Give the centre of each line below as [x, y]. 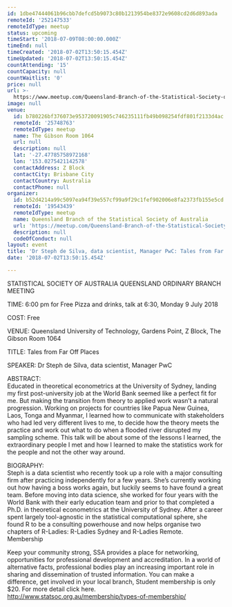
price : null [24, 84]
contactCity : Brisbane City [54, 174]
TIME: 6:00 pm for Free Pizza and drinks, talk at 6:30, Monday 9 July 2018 [113, 304]
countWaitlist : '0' [35, 78]
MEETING [21, 290]
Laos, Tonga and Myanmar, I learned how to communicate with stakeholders [116, 415]
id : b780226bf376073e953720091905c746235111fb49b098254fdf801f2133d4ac [119, 116]
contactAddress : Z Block [49, 168]
